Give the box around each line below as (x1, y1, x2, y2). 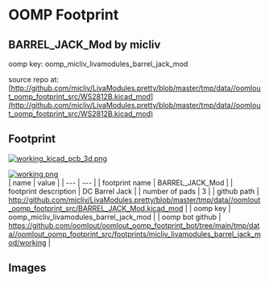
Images (8, 261, 47, 275)
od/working (8, 238, 47, 247)
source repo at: (8, 75, 59, 84)
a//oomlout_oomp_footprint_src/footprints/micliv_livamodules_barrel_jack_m (8, 229, 262, 238)
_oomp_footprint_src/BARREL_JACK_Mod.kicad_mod (8, 203, 184, 213)
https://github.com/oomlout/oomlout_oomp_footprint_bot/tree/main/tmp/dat (8, 220, 260, 230)
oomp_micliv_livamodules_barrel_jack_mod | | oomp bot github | (8, 212, 221, 222)
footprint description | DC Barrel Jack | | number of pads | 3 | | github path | (8, 186, 259, 196)
